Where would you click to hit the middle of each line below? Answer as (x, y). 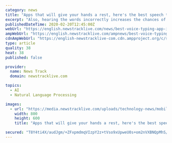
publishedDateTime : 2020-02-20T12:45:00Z (50, 24)
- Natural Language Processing (43, 95)
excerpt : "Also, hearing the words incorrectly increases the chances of (86, 19)
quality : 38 (18, 48)
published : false (24, 57)
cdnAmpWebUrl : (20, 39)
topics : (14, 86)
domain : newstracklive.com (39, 76)
